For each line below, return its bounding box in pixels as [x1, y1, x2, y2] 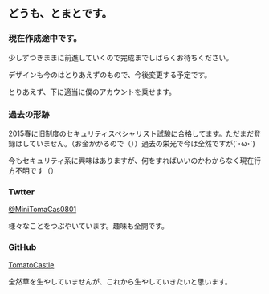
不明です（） [14, 165, 58, 175]
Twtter [8, 186, 35, 198]
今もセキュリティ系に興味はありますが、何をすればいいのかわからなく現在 [8, 155, 255, 165]
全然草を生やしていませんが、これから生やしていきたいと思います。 [8, 276, 233, 286]
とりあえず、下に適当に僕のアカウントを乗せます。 [8, 87, 177, 96]
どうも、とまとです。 [8, 6, 112, 21]
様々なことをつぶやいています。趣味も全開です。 [8, 221, 169, 231]
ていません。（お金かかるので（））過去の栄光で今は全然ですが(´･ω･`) [29, 138, 255, 148]
